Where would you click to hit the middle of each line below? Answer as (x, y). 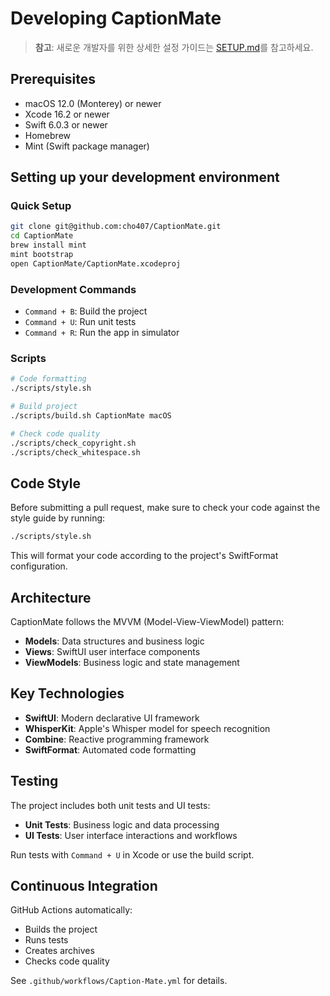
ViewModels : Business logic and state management (132, 663)
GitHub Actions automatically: (71, 910)
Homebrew (47, 135)
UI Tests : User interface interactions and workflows (131, 835)
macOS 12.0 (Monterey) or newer (93, 103)
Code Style (45, 483)
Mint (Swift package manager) (87, 146)
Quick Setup (41, 206)
